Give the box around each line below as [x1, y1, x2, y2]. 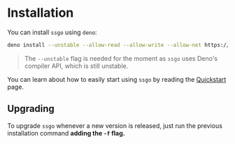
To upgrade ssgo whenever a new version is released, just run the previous [7, 121, 222, 130]
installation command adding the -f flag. [7, 129, 125, 137]
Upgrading [7, 103, 55, 115]
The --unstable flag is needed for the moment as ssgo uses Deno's [24, 54, 218, 62]
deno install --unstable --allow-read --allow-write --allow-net [7, 41, 201, 48]
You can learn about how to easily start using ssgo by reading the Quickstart [7, 75, 227, 83]
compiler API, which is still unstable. [24, 62, 129, 70]
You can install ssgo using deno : [7, 28, 97, 36]
